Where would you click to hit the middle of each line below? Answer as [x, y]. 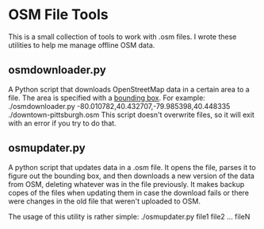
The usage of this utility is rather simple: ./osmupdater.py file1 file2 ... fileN [129, 216]
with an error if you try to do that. [62, 123]
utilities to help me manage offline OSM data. [82, 45]
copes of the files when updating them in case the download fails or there [129, 192]
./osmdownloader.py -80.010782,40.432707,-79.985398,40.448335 [119, 106]
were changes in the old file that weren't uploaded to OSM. [104, 201]
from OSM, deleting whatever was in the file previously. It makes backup [126, 184]
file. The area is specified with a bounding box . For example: [107, 98]
